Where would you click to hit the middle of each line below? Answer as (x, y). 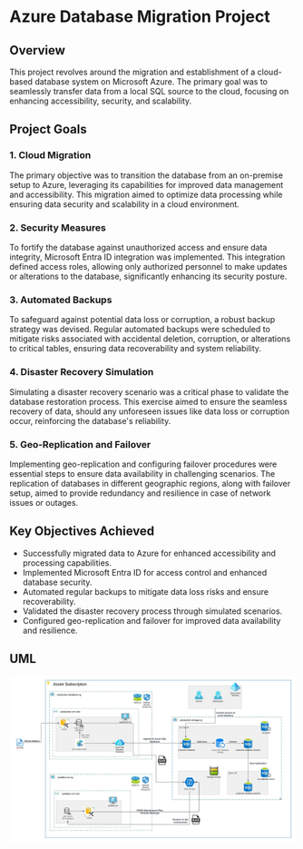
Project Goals (49, 129)
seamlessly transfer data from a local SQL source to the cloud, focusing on (149, 91)
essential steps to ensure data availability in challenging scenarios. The (142, 473)
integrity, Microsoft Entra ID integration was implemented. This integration (147, 257)
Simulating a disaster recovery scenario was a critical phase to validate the (149, 391)
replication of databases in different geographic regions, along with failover (150, 483)
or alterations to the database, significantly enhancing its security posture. (148, 276)
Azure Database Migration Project (140, 17)
